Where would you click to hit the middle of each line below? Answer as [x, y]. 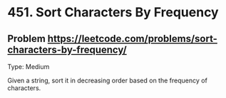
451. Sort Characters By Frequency [113, 12]
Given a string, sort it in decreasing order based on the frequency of [108, 80]
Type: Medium [29, 67]
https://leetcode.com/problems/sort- [132, 39]
